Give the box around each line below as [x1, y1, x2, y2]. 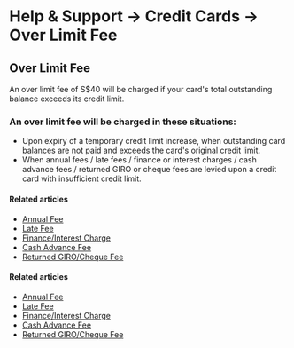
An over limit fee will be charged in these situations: [9, 115, 237, 128]
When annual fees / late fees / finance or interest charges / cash [21, 154, 257, 165]
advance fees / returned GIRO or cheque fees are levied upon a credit [21, 164, 277, 175]
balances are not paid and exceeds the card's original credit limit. [21, 145, 261, 156]
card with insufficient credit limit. [21, 173, 142, 184]
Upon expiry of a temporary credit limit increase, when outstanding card [21, 136, 286, 146]
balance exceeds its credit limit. [9, 93, 125, 104]
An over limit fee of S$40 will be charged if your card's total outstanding [9, 84, 273, 94]
